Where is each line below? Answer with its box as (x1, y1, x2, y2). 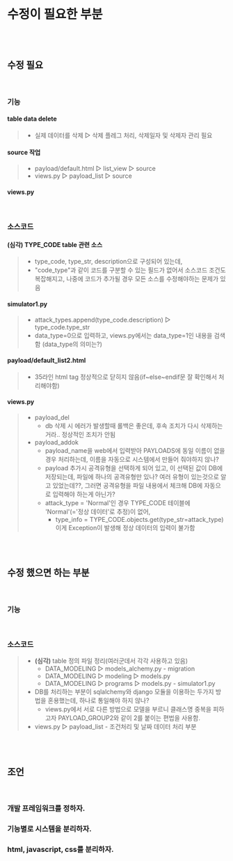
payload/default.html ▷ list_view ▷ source (34, 165, 156, 173)
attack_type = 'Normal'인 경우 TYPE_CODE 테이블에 (45, 499, 191, 507)
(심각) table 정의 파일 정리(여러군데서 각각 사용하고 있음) (34, 657, 188, 665)
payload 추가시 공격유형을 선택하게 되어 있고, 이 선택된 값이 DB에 (45, 464, 223, 472)
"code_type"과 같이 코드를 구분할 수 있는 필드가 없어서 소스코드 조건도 (34, 266, 226, 274)
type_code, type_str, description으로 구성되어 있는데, (34, 257, 183, 266)
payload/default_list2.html (7, 357, 86, 365)
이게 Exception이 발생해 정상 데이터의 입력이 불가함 (55, 524, 195, 532)
